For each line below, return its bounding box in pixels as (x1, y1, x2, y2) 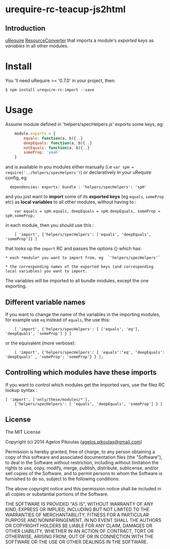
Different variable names (5, 298, 86, 306)
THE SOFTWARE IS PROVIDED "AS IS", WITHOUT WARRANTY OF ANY (5, 501, 154, 507)
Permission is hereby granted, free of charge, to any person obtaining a (5, 449, 155, 455)
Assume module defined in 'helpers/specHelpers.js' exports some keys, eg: (5, 121, 164, 127)
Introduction (5, 24, 46, 33)
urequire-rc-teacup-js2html (5, 4, 126, 15)
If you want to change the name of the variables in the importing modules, (5, 311, 160, 317)
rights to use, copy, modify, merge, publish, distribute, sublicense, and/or (5, 465, 159, 471)
